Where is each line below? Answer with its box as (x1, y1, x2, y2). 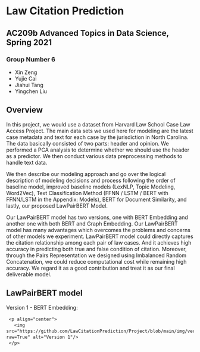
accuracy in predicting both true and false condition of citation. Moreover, (6, 245, 187, 252)
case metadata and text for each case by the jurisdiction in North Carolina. (6, 133, 189, 141)
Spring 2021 (6, 37, 52, 47)
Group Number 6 (6, 55, 55, 63)
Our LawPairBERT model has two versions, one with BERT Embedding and (6, 214, 189, 221)
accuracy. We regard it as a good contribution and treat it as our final (6, 264, 175, 271)
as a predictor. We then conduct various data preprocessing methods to (6, 152, 183, 159)
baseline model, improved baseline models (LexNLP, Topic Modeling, (6, 183, 176, 190)
